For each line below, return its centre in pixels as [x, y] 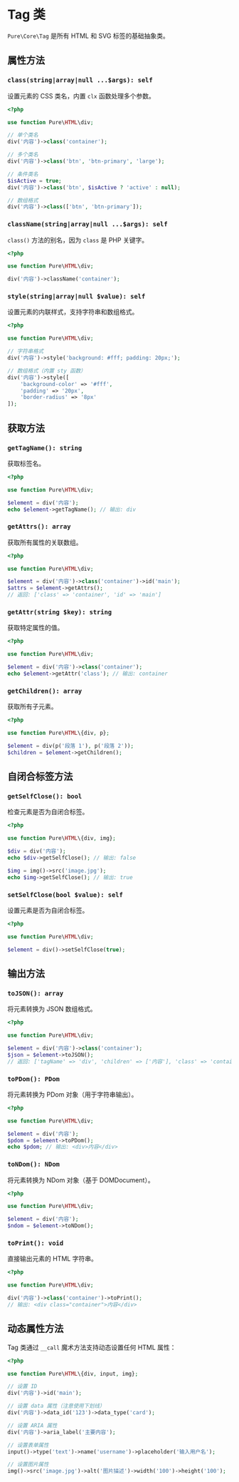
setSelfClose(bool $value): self [65, 895]
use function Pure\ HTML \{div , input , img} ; [73, 1374]
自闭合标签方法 [40, 777]
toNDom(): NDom [34, 1164]
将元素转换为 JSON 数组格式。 [52, 1009]
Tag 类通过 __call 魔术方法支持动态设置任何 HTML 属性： [92, 1347]
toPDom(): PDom [34, 1079]
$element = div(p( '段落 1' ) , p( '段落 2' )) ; [70, 746]
